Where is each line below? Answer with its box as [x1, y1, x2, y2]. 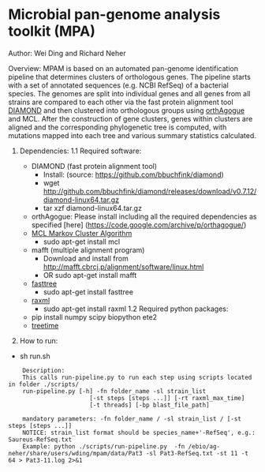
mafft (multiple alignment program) [31, 245, 145, 254]
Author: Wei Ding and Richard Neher [8, 48, 126, 58]
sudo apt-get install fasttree [43, 287, 134, 297]
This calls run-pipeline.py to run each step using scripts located [22, 373, 252, 381]
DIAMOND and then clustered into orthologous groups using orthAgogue [8, 105, 245, 115]
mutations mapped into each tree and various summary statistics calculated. [8, 130, 256, 140]
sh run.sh [19, 351, 50, 361]
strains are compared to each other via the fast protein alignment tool [8, 97, 234, 107]
